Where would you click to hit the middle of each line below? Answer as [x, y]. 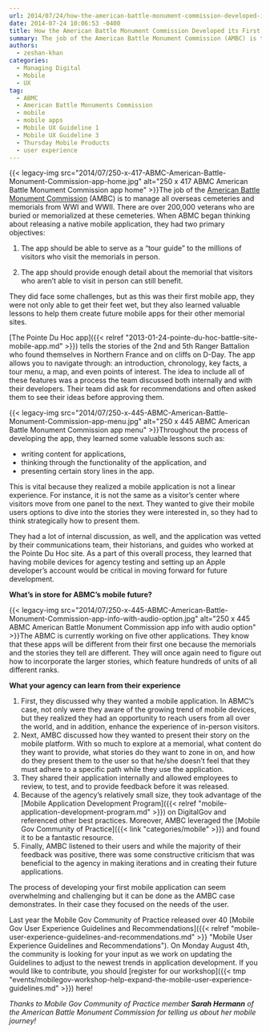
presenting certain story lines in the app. [87, 472]
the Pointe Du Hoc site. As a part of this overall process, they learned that [130, 553]
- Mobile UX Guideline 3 [58, 135]
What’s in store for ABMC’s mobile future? [81, 594]
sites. [18, 322]
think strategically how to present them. [75, 521]
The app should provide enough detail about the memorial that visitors [137, 272]
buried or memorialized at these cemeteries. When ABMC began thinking [130, 216]
